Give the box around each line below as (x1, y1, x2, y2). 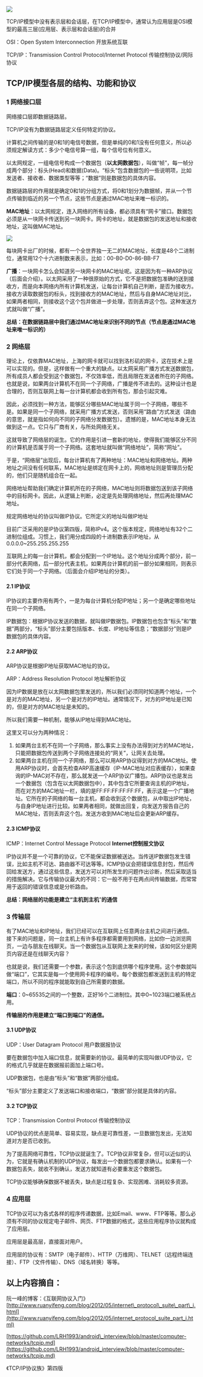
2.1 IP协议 (6, 582, 30, 590)
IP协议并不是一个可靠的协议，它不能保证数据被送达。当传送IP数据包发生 (6, 852, 185, 860)
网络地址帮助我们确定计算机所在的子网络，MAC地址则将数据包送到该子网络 (6, 484, 193, 492)
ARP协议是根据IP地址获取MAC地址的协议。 (6, 662, 114, 670)
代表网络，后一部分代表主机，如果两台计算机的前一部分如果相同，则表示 (16, 559, 197, 567)
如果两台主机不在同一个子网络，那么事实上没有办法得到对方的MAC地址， (14, 742, 197, 749)
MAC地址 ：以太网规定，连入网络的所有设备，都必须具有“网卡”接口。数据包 (6, 207, 193, 215)
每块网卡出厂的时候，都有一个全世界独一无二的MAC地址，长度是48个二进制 (6, 247, 195, 254)
